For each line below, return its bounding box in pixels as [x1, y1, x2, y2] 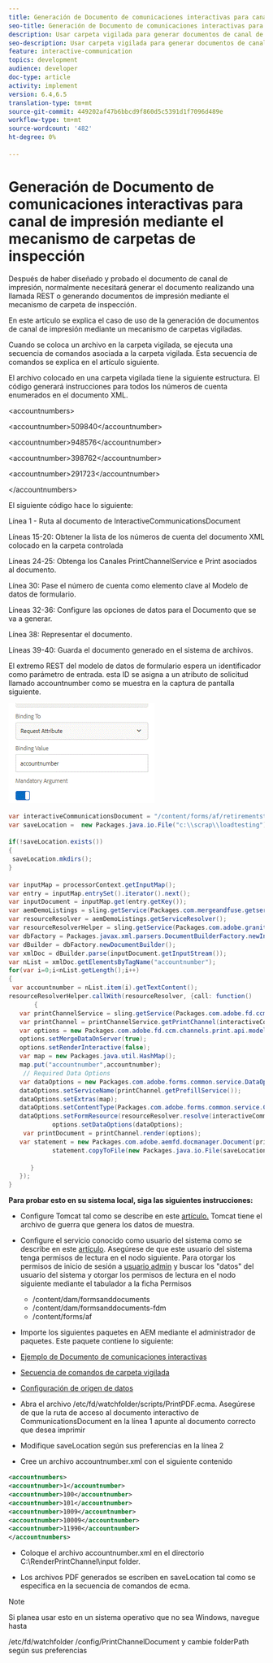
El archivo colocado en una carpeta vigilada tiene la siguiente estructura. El [8, 372, 260, 382]
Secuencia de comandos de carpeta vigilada [19, 1368, 170, 1378]
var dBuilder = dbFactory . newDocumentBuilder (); [8, 940, 176, 949]
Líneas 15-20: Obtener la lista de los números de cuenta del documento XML [8, 532, 265, 541]
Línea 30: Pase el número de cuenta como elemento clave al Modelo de [8, 580, 249, 590]
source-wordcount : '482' [8, 124, 93, 133]
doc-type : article [8, 73, 71, 81]
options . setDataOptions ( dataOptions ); [51, 1121, 184, 1129]
